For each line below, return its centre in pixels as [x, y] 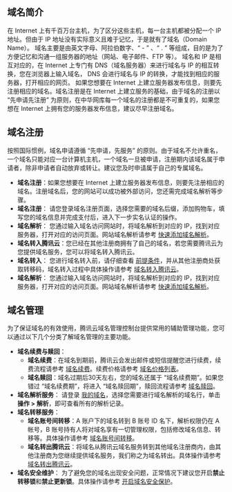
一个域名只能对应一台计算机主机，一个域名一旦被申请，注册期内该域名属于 [113, 159]
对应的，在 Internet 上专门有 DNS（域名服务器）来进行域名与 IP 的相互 [113, 65]
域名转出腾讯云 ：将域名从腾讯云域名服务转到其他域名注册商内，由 [121, 447]
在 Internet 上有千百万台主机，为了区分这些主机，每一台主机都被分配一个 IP [114, 30]
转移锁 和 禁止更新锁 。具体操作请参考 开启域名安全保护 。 [97, 482]
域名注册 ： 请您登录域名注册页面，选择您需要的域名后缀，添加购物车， [118, 208]
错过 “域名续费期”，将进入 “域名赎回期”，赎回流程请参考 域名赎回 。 [123, 386]
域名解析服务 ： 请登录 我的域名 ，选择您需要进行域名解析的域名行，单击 [119, 395]
